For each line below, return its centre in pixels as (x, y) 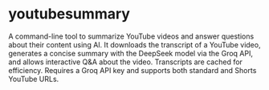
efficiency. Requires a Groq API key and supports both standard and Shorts (132, 70)
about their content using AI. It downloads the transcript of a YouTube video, (134, 44)
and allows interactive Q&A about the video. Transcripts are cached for (126, 62)
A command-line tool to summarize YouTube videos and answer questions (131, 36)
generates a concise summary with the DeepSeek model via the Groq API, (130, 53)
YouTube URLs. (34, 79)
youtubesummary (69, 14)
